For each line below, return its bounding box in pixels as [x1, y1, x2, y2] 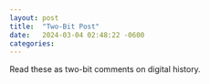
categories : [9, 38, 55, 48]
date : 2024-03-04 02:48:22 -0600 [9, 30, 145, 39]
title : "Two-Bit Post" [9, 22, 100, 31]
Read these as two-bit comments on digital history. [9, 64, 201, 75]
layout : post [9, 13, 59, 23]
